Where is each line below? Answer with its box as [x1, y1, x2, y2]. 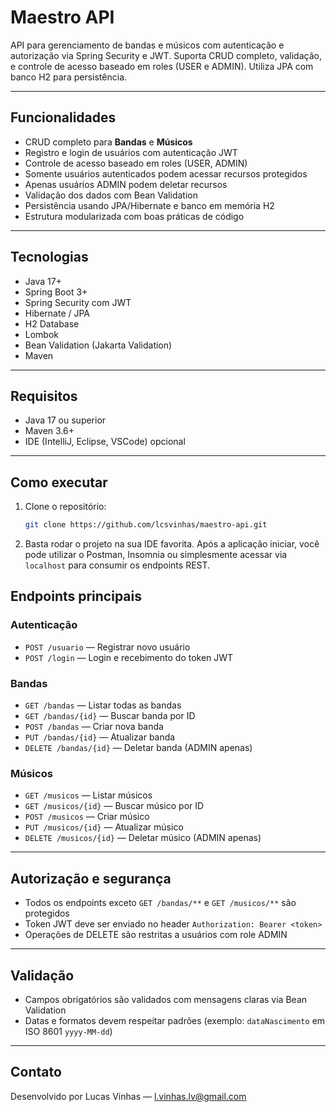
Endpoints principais [10, 588, 142, 605]
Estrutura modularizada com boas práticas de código [24, 210, 245, 222]
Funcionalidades [10, 109, 117, 126]
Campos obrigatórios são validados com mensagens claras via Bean [24, 993, 308, 1005]
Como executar [10, 474, 108, 491]
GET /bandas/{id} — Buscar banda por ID [24, 710, 196, 722]
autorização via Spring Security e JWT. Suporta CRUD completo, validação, [10, 49, 322, 61]
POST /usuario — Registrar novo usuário [24, 641, 191, 653]
